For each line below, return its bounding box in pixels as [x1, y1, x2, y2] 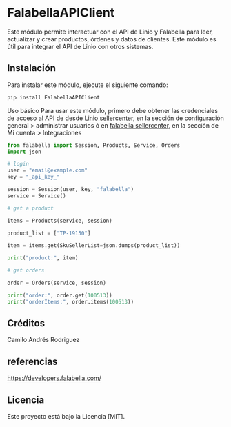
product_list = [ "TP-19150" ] [7, 230, 91, 237]
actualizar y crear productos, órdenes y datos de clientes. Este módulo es [7, 34, 217, 43]
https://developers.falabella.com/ [7, 374, 102, 382]
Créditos [7, 317, 46, 329]
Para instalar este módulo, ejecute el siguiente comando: [7, 81, 169, 89]
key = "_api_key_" [7, 174, 60, 181]
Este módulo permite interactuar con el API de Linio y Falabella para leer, [7, 28, 214, 36]
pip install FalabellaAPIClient [7, 94, 100, 101]
